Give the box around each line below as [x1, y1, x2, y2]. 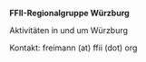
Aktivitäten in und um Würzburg [9, 25, 129, 35]
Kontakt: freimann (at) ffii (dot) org [9, 42, 138, 53]
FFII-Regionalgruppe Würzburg [9, 8, 130, 18]
